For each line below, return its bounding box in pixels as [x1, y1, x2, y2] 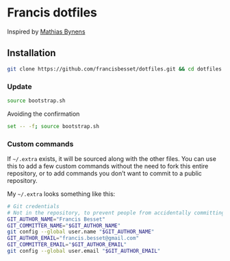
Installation [7, 47, 56, 59]
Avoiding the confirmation [7, 110, 80, 118]
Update [7, 82, 32, 91]
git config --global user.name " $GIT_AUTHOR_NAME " [7, 228, 155, 236]
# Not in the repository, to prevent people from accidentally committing [7, 209, 225, 216]
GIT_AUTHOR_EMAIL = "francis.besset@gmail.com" [7, 235, 139, 242]
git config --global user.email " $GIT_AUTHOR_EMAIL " [7, 248, 161, 255]
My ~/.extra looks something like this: [7, 190, 116, 198]
